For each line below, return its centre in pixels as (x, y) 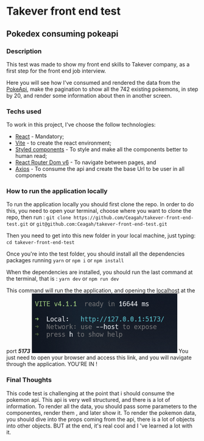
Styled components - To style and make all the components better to (101, 149)
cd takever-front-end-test (40, 243)
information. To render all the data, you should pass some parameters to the (102, 406)
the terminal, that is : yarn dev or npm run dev (63, 279)
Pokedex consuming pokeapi (62, 34)
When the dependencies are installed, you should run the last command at (100, 272)
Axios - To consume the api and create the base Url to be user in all (100, 169)
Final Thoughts (29, 380)
